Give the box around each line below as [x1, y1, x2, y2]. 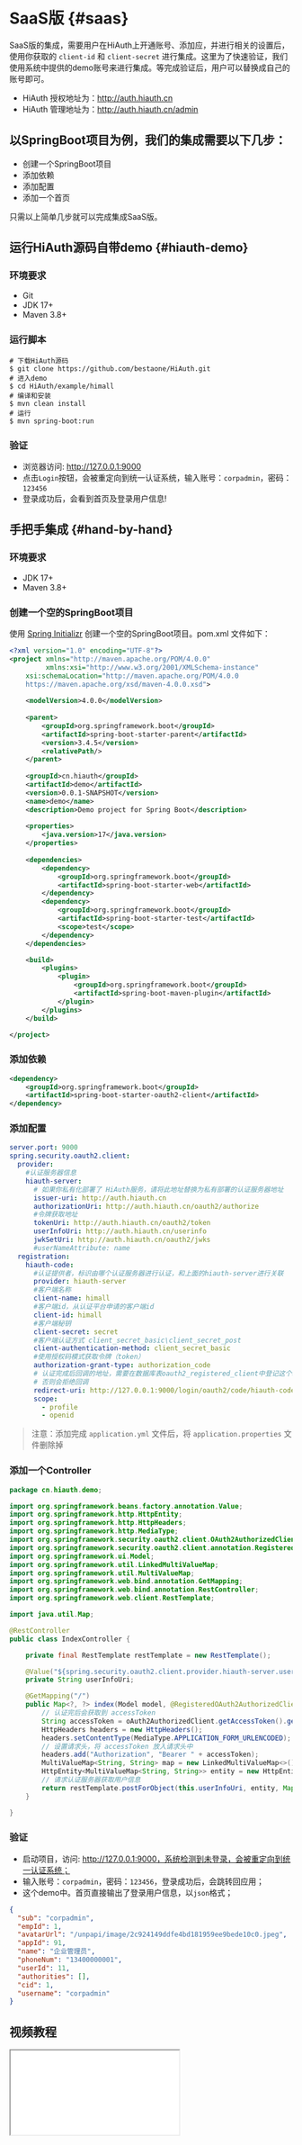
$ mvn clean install [9, 399, 87, 408]
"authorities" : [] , [17, 1972, 91, 1981]
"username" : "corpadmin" [17, 1988, 111, 1998]
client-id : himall [32, 1311, 102, 1320]
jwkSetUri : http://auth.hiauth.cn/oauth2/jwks [32, 1235, 211, 1245]
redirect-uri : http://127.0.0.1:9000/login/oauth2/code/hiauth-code [32, 1385, 296, 1395]
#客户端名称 [32, 1285, 72, 1294]
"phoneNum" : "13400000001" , [17, 1955, 123, 1965]
